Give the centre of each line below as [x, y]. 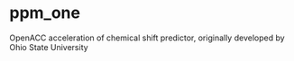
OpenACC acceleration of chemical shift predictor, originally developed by [147, 38]
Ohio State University [49, 47]
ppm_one [45, 13]
